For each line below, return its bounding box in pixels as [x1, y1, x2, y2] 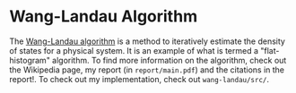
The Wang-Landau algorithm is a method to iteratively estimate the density [9, 36, 285, 46]
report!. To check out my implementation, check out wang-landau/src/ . [9, 73, 270, 84]
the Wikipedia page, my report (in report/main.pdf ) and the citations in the [9, 64, 285, 75]
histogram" [9, 55, 51, 65]
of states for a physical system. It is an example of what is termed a [9, 45, 258, 55]
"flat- [259, 45, 280, 55]
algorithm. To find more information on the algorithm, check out [52, 55, 287, 65]
